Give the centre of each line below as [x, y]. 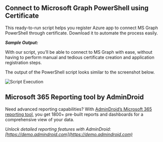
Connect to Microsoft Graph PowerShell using [77, 8]
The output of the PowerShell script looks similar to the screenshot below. [80, 72]
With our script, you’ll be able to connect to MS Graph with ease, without [79, 52]
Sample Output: [22, 42]
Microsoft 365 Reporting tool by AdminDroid [75, 97]
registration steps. [23, 62]
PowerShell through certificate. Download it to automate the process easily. [82, 33]
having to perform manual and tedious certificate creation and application [80, 57]
